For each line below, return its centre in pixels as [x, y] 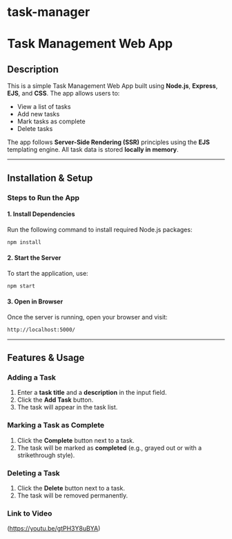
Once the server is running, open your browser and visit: [87, 317]
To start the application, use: [48, 273]
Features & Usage [46, 358]
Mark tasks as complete [51, 121]
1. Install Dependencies [41, 214]
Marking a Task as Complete [56, 425]
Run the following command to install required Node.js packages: [100, 229]
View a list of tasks [44, 107]
